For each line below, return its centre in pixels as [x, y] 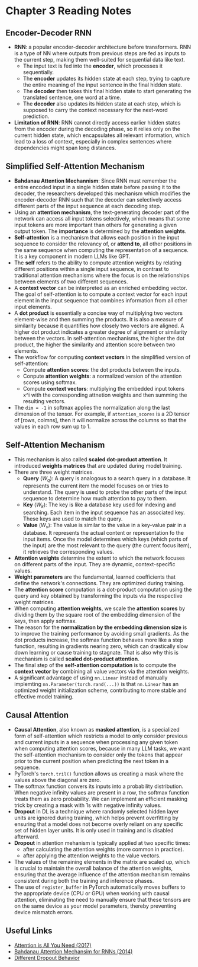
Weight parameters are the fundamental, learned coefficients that [95, 577]
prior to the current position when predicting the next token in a [91, 761]
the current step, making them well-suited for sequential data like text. [100, 60]
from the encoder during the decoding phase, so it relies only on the [97, 129]
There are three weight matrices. [54, 472]
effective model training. [44, 697]
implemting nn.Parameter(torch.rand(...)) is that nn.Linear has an [96, 684]
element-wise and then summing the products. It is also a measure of [98, 319]
